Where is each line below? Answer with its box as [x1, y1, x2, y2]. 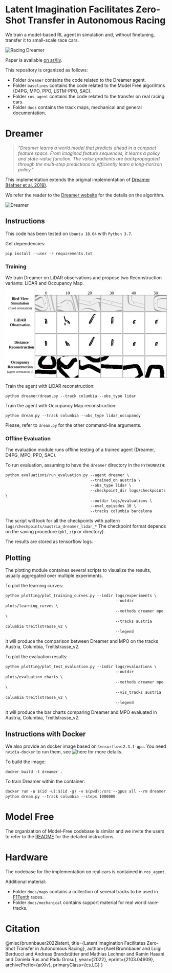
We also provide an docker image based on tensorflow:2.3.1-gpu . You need [5, 743, 166, 749]
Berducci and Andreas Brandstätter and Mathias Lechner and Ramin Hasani [5, 950, 165, 957]
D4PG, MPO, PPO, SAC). [5, 452, 57, 458]
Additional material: [5, 878, 46, 885]
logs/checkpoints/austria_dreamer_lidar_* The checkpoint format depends [5, 523, 166, 529]
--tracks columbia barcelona [90, 509, 153, 514]
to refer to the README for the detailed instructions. [5, 834, 115, 840]
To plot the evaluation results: [5, 654, 68, 660]
